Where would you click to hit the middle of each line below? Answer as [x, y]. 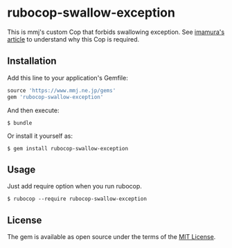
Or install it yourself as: [40, 136]
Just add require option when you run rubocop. [74, 186]
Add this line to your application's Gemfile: [68, 78]
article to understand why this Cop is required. [73, 39]
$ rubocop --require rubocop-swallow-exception [77, 199]
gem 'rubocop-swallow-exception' [55, 97]
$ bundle [20, 123]
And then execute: [33, 110]
